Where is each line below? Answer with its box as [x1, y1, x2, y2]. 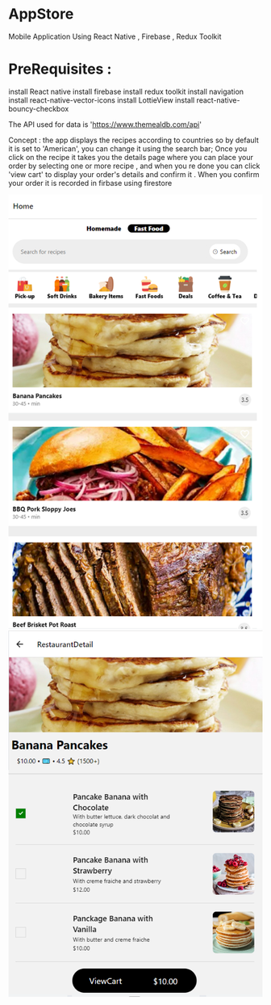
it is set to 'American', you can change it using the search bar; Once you [8, 143, 248, 154]
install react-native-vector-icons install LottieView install [8, 95, 195, 105]
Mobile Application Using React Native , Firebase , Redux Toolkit [8, 32, 222, 41]
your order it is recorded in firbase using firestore [8, 178, 173, 188]
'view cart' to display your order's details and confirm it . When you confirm [8, 169, 260, 179]
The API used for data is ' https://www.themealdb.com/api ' [8, 119, 202, 129]
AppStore [8, 5, 74, 23]
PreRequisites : [8, 60, 112, 78]
